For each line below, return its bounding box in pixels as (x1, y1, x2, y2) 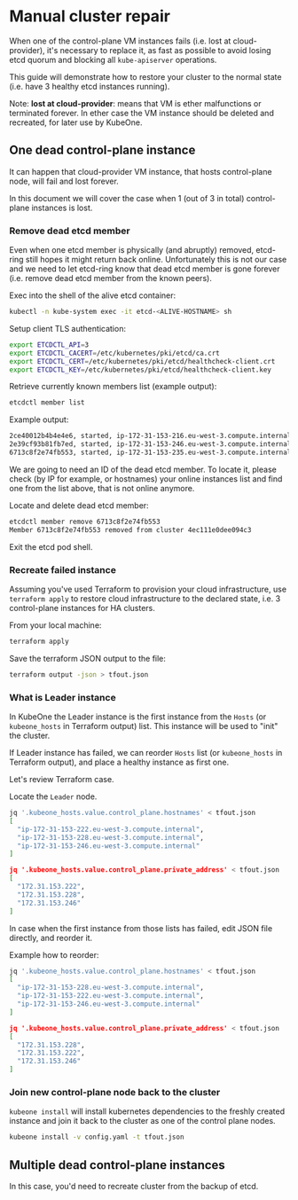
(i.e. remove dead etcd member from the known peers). (9, 273, 213, 284)
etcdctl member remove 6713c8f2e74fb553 (9, 517, 161, 526)
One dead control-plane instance (9, 143, 196, 158)
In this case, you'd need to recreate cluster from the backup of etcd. (9, 1181, 259, 1191)
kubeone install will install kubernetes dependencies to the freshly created (9, 1106, 286, 1117)
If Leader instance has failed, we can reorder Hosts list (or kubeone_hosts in (9, 748, 283, 758)
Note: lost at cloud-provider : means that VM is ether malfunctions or (9, 98, 262, 108)
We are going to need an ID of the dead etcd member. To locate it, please (9, 464, 277, 475)
